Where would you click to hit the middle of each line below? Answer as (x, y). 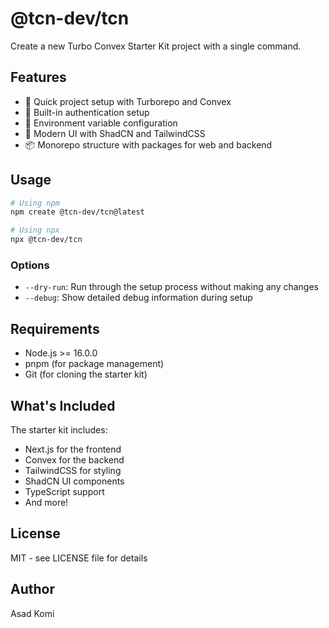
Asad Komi (32, 613)
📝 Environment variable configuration (101, 123)
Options (30, 265)
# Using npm (35, 203)
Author (32, 589)
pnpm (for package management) (94, 364)
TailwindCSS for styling (73, 470)
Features (38, 77)
